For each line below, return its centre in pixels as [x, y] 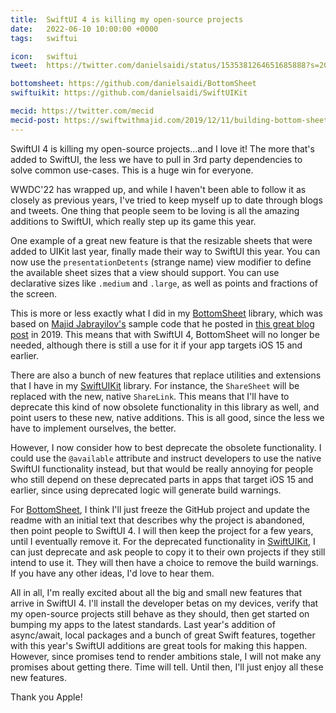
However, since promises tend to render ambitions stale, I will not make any [166, 656]
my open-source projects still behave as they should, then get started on [160, 613]
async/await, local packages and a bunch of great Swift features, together [163, 635]
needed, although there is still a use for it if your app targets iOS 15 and [156, 345]
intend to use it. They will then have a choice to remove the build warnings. [164, 562]
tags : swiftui [44, 38]
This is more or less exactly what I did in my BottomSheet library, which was [166, 313]
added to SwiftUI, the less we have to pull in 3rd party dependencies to [156, 159]
